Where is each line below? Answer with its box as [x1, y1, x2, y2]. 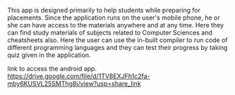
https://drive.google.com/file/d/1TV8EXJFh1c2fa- [7, 72, 150, 80]
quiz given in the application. [7, 51, 91, 59]
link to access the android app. [7, 65, 97, 72]
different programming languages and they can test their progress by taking [7, 44, 228, 51]
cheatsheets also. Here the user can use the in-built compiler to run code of [7, 36, 228, 44]
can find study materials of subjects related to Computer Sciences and [7, 28, 213, 37]
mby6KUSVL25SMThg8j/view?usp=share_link [7, 80, 141, 87]
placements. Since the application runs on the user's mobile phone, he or [7, 13, 220, 22]
